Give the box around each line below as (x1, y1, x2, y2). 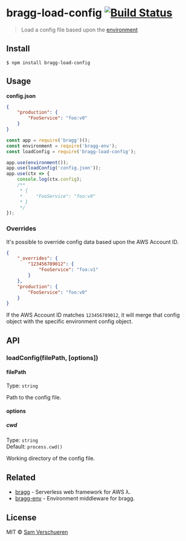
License (6, 512, 37, 523)
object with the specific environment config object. (6, 318, 133, 325)
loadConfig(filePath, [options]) (6, 353, 98, 362)
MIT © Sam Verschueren (6, 528, 68, 536)
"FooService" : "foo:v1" (38, 267, 98, 273)
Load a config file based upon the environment (21, 26, 138, 33)
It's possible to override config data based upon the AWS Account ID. (6, 238, 179, 245)
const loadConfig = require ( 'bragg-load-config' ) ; (6, 148, 136, 154)
